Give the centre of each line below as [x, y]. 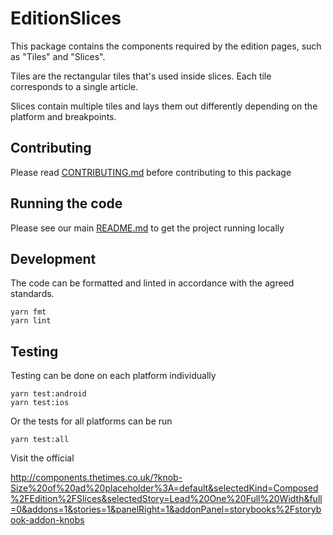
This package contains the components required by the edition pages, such [166, 46]
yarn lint [31, 321]
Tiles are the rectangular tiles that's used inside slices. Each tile [141, 76]
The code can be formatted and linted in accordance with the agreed [152, 283]
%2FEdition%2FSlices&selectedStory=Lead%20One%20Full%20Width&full [166, 499]
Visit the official [42, 458]
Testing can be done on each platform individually [113, 376]
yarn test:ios [40, 403]
